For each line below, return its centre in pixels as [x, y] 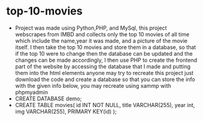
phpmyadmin [32, 92]
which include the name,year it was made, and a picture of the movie [101, 41]
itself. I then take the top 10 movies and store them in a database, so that [105, 47]
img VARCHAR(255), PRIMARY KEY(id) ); [66, 111]
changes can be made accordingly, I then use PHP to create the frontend [106, 60]
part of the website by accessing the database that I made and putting [103, 66]
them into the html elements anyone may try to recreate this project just [104, 73]
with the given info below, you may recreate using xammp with [93, 85]
